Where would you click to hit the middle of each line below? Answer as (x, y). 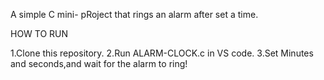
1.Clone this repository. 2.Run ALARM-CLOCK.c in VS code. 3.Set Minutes (162, 53)
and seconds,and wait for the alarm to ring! (99, 63)
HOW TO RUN (39, 33)
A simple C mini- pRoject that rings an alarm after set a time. (134, 14)
